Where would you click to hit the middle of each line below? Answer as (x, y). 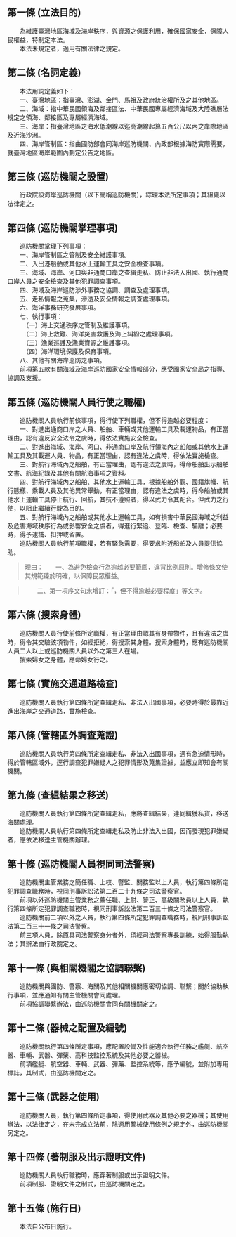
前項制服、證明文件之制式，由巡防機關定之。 (84, 1184)
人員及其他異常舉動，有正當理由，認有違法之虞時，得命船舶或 (133, 491)
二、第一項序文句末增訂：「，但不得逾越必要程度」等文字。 (122, 591)
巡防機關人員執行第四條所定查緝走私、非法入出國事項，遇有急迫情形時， (124, 753)
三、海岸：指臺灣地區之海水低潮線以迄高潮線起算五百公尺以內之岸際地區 (124, 126)
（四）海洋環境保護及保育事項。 (70, 352)
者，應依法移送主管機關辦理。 (50, 840)
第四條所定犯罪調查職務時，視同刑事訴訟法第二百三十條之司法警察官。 (114, 909)
